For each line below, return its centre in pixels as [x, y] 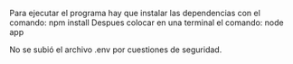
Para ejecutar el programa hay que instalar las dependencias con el [135, 13]
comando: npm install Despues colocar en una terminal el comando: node [146, 23]
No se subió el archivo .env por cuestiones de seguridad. [116, 50]
